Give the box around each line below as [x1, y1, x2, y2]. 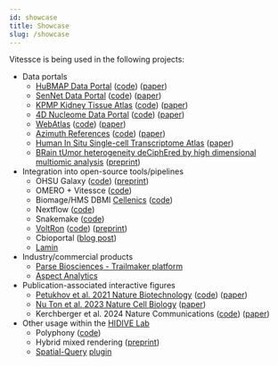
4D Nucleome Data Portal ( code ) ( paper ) [35, 109, 185, 121]
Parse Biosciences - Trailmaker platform [35, 261, 184, 272]
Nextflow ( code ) [35, 204, 95, 215]
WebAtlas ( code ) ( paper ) [35, 119, 127, 129]
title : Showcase [9, 21, 69, 30]
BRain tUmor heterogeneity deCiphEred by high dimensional [35, 147, 257, 158]
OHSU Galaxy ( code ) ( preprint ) [35, 176, 150, 187]
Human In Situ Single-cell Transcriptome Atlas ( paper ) [35, 137, 234, 148]
